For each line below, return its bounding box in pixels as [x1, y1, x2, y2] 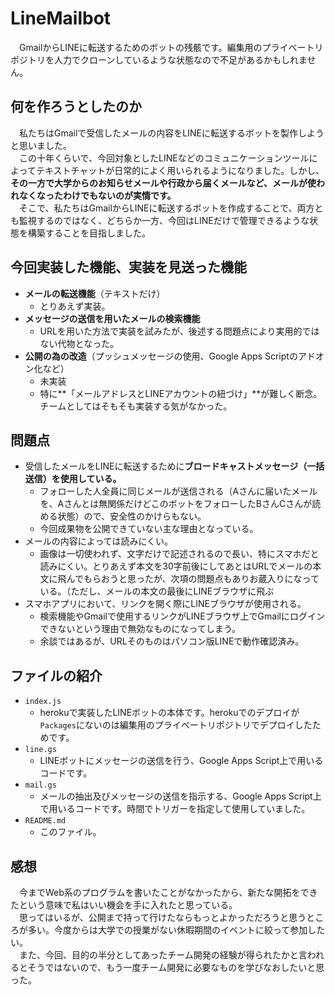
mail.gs [24, 780, 57, 791]
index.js [24, 697, 62, 707]
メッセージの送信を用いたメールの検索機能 [24, 312, 201, 324]
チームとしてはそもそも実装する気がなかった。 [39, 400, 233, 412]
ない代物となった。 [39, 337, 120, 349]
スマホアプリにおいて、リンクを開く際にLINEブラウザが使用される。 [24, 598, 307, 610]
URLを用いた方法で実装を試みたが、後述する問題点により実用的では [39, 325, 320, 337]
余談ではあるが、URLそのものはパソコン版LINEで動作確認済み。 [39, 635, 305, 647]
